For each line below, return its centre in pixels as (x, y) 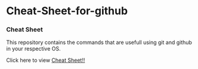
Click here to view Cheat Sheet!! (46, 60)
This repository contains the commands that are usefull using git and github (99, 42)
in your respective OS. (33, 49)
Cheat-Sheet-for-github (67, 11)
